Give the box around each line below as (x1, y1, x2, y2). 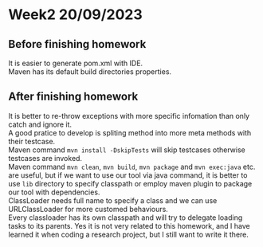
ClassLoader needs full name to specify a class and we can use (8, 195, 218, 205)
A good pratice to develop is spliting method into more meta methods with (8, 127, 252, 137)
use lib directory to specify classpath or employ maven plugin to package (8, 178, 253, 188)
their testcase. (8, 136, 56, 146)
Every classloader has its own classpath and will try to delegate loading (8, 213, 243, 222)
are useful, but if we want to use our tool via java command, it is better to (8, 170, 248, 180)
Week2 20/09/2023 (8, 6, 143, 24)
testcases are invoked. (8, 153, 82, 163)
